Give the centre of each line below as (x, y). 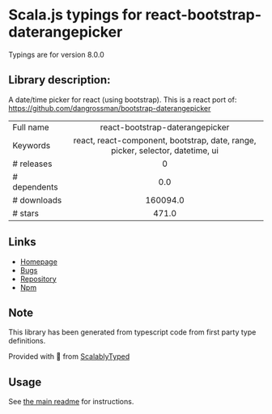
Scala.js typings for (75, 15)
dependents (35, 186)
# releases (32, 164)
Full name (31, 127)
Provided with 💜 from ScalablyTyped (69, 356)
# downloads (37, 200)
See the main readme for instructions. (71, 402)
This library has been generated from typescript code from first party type (132, 332)
